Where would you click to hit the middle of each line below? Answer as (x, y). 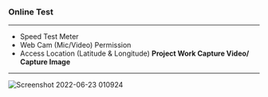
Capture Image (45, 62)
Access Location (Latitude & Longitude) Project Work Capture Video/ (134, 53)
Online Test (31, 12)
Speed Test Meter (49, 37)
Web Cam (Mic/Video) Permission (75, 45)
